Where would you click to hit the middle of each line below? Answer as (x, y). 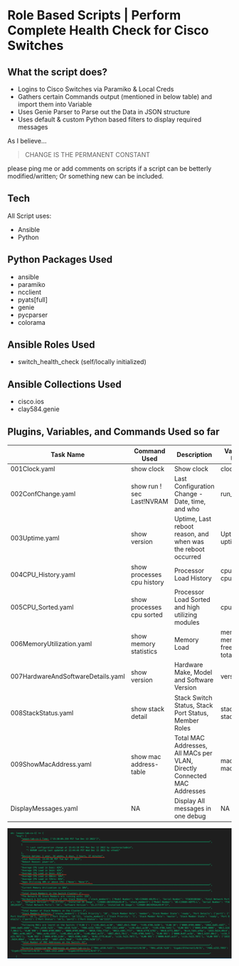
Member (186, 720)
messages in (193, 809)
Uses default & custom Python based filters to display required (109, 119)
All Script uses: (30, 216)
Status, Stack (193, 705)
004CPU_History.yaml (43, 574)
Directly (185, 768)
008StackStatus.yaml (42, 713)
